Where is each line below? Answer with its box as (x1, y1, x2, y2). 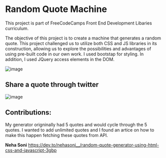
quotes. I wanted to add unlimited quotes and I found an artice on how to (5, 126, 155, 133)
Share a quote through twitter (5, 80, 99, 89)
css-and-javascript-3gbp (5, 147, 57, 153)
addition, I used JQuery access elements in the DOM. (5, 56, 115, 62)
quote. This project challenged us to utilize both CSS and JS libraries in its (5, 40, 157, 46)
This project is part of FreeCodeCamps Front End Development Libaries (5, 20, 152, 26)
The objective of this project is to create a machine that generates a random (5, 35, 161, 41)
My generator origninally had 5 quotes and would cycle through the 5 (5, 121, 148, 127)
